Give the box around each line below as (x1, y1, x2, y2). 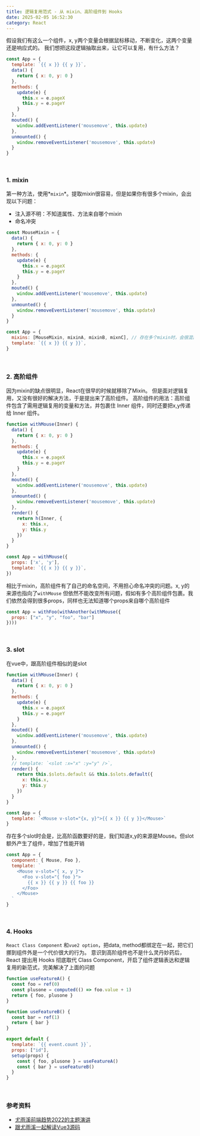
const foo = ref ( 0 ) (11, 981, 60, 988)
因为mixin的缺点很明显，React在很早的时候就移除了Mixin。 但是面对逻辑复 (6, 387, 189, 394)
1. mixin (6, 176, 29, 185)
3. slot (6, 646, 25, 654)
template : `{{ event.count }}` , (11, 1042, 92, 1048)
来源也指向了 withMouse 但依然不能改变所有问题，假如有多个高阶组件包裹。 (6, 589, 189, 596)
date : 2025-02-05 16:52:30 (6, 14, 73, 20)
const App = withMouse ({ (6, 554, 68, 560)
